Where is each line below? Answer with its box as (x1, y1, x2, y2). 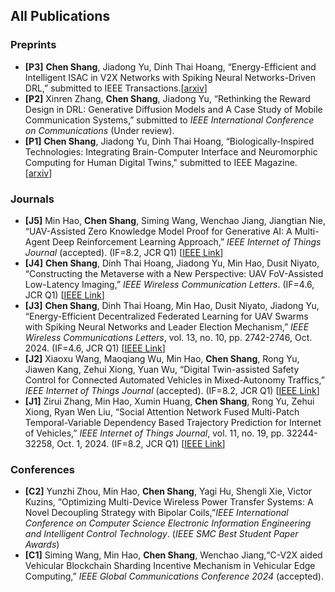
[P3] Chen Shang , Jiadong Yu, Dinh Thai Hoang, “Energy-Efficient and (24, 60, 317, 73)
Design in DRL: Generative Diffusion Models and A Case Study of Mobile (24, 103, 323, 115)
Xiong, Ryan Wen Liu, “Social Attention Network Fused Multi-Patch (24, 405, 300, 418)
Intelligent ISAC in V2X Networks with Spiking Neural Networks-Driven (24, 71, 317, 83)
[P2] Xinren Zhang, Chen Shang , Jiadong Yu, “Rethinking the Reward (24, 92, 311, 104)
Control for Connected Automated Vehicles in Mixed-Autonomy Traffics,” (24, 374, 325, 386)
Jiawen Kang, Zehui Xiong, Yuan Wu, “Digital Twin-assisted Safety (24, 363, 300, 375)
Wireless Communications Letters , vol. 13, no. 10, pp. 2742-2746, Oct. (24, 331, 313, 343)
